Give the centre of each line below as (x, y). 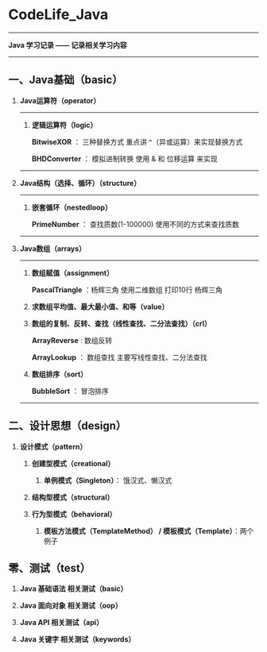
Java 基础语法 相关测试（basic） (74, 588)
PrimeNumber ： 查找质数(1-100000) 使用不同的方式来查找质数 (135, 224)
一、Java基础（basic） (66, 80)
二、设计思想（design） (68, 426)
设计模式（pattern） (53, 446)
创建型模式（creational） (73, 463)
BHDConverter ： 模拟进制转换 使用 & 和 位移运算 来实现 (124, 158)
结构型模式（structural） (73, 497)
